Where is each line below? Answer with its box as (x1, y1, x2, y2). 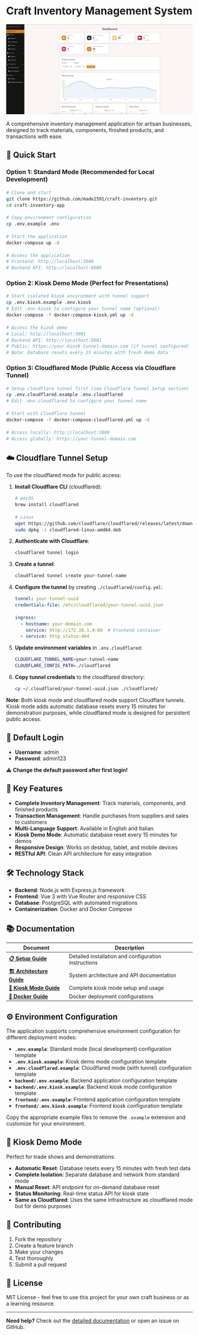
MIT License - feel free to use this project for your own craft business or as (6, 1294, 190, 1301)
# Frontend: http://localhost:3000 (6, 259, 94, 265)
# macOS (14, 496, 34, 502)
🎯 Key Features (6, 784, 63, 794)
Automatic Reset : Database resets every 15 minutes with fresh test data (14, 1164, 191, 1171)
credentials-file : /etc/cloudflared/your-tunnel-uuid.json (14, 602, 164, 608)
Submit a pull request (14, 1261, 67, 1268)
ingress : (14, 615, 37, 621)
